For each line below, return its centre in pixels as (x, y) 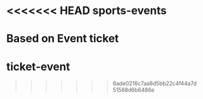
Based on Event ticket (63, 39)
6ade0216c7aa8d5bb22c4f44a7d (155, 84)
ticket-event (38, 66)
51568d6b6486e (134, 90)
